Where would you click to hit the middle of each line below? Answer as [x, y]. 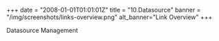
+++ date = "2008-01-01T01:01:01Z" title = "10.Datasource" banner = [104, 10]
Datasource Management [42, 30]
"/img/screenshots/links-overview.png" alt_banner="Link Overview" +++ [109, 17]
